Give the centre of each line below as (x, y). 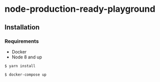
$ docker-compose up (26, 75)
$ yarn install (20, 66)
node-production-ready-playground (80, 9)
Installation (22, 27)
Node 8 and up (27, 57)
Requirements (22, 41)
